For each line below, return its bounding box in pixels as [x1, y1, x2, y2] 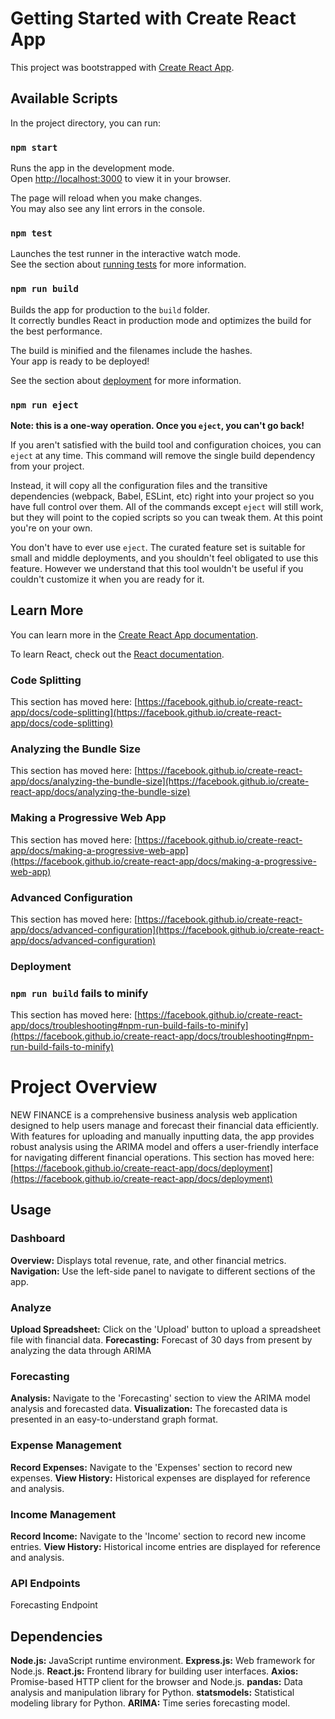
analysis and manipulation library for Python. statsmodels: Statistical [10, 1687, 295, 1699]
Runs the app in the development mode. [10, 162, 175, 174]
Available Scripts [10, 90, 118, 107]
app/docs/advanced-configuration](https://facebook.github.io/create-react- [10, 923, 325, 936]
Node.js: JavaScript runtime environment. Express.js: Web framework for [10, 1655, 316, 1667]
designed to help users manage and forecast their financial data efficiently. [10, 1120, 320, 1132]
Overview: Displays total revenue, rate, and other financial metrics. [10, 1254, 287, 1266]
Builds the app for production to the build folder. [10, 303, 211, 316]
